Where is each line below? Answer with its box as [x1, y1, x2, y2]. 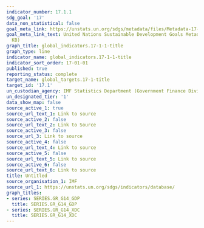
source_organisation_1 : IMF [6, 179, 78, 185]
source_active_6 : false [6, 162, 67, 168]
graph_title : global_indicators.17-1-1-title [6, 43, 123, 49]
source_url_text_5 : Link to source [6, 156, 97, 162]
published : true [6, 65, 47, 72]
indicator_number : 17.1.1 [6, 9, 72, 15]
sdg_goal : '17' [6, 15, 45, 21]
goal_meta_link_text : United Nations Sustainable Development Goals [6, 32, 183, 38]
